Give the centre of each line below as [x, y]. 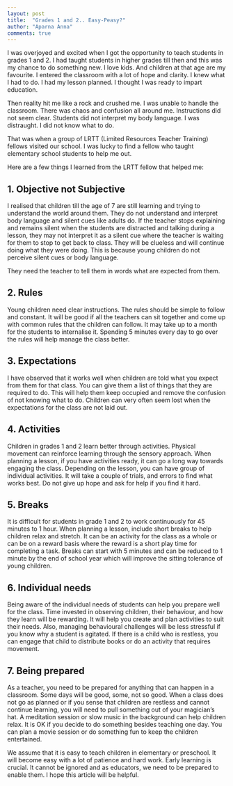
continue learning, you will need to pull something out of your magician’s [111, 709]
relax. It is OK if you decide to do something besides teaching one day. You [115, 724]
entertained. [25, 739]
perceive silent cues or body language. [63, 257]
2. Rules [25, 293]
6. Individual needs [49, 587]
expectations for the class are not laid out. [67, 407]
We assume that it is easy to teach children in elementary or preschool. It [112, 753]
